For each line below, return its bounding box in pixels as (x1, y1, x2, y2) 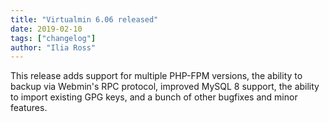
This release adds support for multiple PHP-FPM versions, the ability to (10, 70, 303, 82)
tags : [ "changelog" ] (10, 33, 97, 43)
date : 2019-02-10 (10, 24, 83, 34)
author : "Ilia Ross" (10, 42, 97, 53)
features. (10, 102, 48, 114)
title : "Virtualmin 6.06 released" (10, 14, 159, 25)
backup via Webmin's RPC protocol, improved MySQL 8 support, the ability (10, 81, 320, 93)
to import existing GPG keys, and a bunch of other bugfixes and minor (10, 91, 298, 103)
